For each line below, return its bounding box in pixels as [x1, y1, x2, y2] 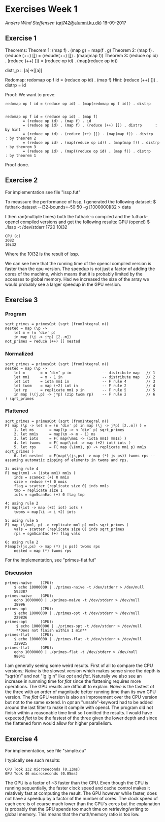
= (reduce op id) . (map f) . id [23, 118, 92, 123]
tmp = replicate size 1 [14, 488, 63, 493]
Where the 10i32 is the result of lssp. [5, 251, 80, 257]
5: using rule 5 [5, 518, 38, 523]
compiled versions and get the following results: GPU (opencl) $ [20, 219, 150, 225]
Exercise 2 [5, 176, 38, 185]
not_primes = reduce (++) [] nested [5, 339, 80, 344]
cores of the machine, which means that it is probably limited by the [5, 271, 143, 277]
